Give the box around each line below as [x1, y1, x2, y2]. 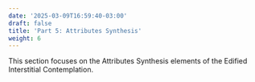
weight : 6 [8, 34, 42, 43]
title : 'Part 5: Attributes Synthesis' [8, 27, 142, 35]
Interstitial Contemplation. [8, 65, 94, 75]
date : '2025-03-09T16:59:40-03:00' [8, 11, 128, 20]
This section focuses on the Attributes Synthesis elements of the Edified [8, 56, 248, 66]
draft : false [8, 19, 52, 27]
